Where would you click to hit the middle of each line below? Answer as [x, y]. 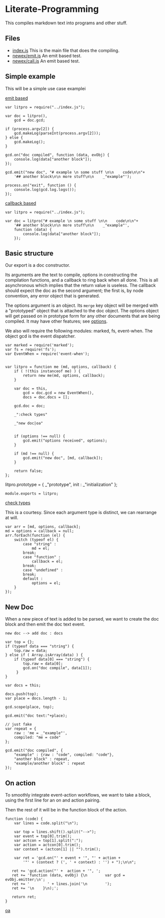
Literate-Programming [52, 9]
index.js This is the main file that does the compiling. [66, 50]
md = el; [41, 549]
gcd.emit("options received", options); [65, 441]
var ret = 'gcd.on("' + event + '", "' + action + [67, 858]
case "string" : [40, 544]
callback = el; [47, 562]
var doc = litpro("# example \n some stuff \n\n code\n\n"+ [72, 221]
